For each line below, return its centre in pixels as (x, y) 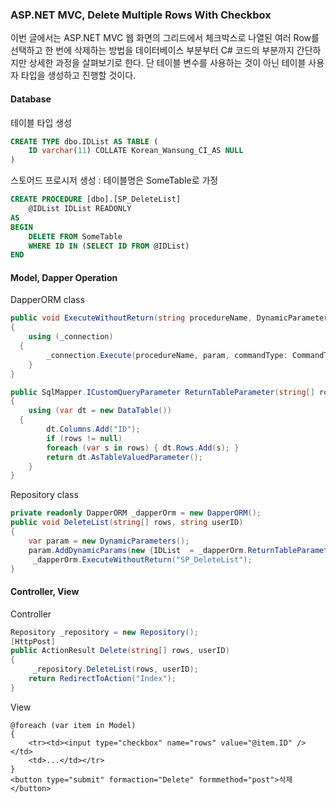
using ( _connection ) (71, 337)
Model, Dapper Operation (64, 277)
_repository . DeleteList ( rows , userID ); (115, 669)
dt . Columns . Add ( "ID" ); (93, 429)
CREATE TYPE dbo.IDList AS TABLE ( (84, 141)
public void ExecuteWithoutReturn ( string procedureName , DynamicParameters (171, 318)
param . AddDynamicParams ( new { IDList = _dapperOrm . (138, 550)
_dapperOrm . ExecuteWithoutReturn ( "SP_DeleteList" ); (142, 559)
